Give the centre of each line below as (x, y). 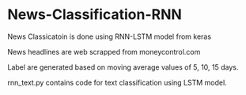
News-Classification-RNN (95, 15)
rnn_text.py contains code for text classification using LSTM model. (117, 82)
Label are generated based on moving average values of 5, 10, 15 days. (123, 67)
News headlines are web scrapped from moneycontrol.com (104, 51)
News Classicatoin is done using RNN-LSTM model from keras (109, 36)
